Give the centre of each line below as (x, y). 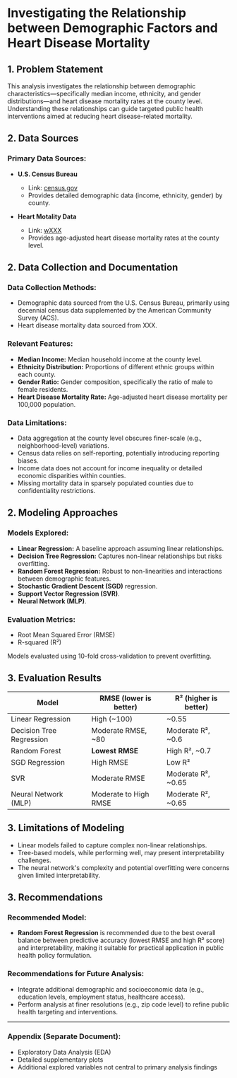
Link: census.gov (53, 187)
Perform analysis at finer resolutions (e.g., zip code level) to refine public (123, 1004)
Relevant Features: (40, 344)
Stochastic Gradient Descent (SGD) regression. (87, 586)
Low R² (178, 762)
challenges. (34, 860)
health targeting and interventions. (68, 1012)
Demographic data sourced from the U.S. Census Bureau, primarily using (123, 303)
